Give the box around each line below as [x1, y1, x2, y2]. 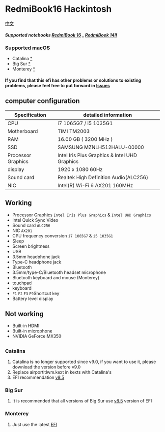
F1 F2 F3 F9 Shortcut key [12, 290, 60, 296]
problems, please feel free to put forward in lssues [5, 82, 110, 88]
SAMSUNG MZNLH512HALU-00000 [57, 144, 144, 151]
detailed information [83, 111, 132, 118]
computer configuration [5, 97, 80, 105]
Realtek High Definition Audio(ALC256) [57, 174, 148, 181]
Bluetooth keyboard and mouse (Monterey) [12, 274, 100, 280]
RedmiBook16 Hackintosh [5, 3, 112, 15]
